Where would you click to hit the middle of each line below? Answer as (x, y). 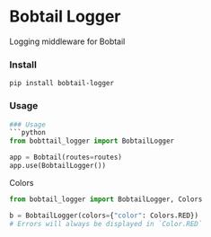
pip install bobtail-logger (62, 83)
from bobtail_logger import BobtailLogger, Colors (106, 199)
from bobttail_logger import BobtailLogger (92, 141)
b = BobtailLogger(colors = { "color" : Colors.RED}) (104, 215)
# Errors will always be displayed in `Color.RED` (106, 224)
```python (28, 133)
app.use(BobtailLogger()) (57, 166)
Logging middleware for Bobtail (67, 41)
